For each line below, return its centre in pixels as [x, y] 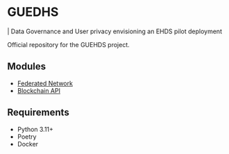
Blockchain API [39, 90]
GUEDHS [33, 12]
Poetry [27, 137]
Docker [28, 144]
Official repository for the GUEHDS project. [68, 44]
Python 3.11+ [35, 129]
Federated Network [45, 83]
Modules [27, 67]
